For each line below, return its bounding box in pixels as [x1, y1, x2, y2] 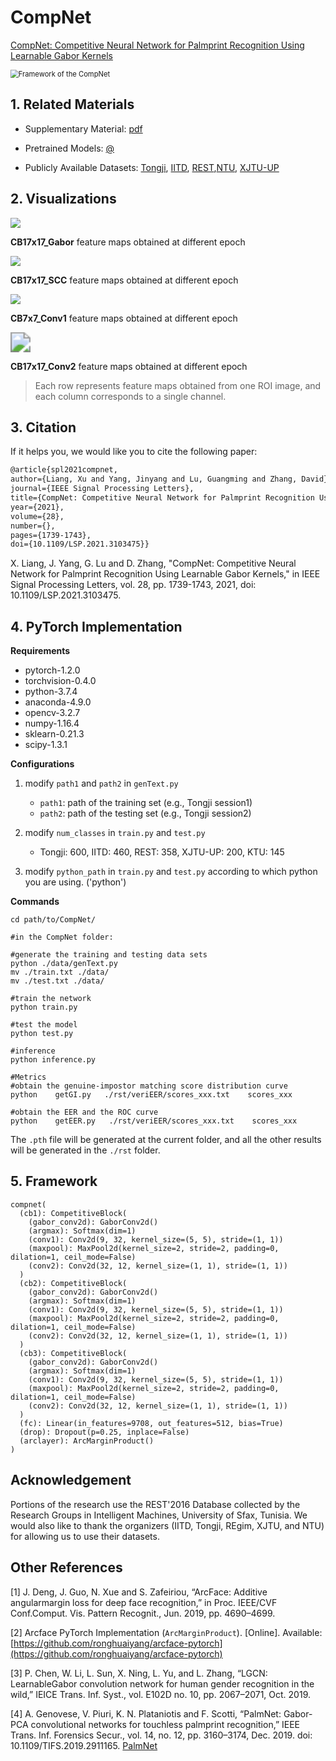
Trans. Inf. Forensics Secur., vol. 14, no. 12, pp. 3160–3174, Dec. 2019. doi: [10, 1729, 313, 1741]
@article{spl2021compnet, [10, 465, 118, 475]
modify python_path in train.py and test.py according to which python [24, 866, 318, 878]
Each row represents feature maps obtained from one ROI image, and [34, 379, 322, 391]
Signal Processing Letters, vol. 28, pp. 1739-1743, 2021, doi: [10, 579, 257, 591]
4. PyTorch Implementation [10, 618, 183, 635]
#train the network [10, 994, 92, 1004]
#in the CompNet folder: [10, 932, 114, 943]
